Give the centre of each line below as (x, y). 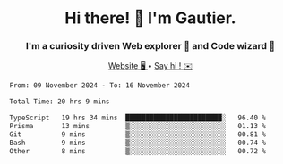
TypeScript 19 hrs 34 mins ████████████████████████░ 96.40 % (138, 118)
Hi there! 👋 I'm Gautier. (150, 18)
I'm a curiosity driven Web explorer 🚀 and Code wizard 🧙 (150, 46)
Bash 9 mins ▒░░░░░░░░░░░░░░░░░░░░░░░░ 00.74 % (138, 143)
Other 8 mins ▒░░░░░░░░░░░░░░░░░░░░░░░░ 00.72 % (138, 151)
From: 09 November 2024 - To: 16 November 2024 (100, 86)
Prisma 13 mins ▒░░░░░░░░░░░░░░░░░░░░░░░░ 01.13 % (138, 127)
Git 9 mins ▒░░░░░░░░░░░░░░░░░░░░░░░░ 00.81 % (138, 134)
